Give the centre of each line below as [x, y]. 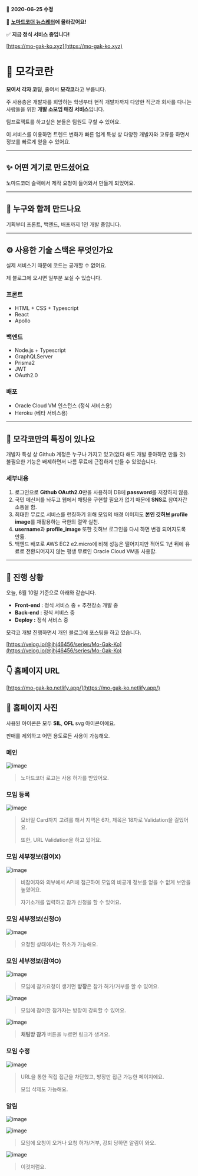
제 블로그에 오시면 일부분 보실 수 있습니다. [54, 278]
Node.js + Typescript [40, 350]
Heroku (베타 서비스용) [41, 413]
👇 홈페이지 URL [33, 670]
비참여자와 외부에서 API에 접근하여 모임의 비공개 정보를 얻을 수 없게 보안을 [105, 882]
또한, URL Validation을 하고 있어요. [61, 840]
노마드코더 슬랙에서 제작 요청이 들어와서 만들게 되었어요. [71, 183]
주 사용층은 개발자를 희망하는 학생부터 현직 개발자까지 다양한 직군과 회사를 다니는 [99, 102]
